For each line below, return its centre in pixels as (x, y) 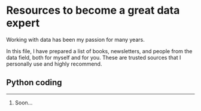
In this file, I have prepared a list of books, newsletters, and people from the (99, 51)
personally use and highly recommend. (54, 64)
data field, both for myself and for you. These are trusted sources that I (94, 57)
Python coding (34, 83)
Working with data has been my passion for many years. (75, 39)
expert (23, 23)
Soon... (24, 103)
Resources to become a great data (93, 10)
